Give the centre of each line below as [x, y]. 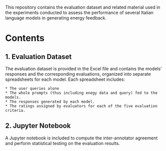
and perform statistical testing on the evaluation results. [62, 143]
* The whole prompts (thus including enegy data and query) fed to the [81, 93]
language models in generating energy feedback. [56, 18]
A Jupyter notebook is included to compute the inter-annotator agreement [81, 138]
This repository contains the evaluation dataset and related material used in [83, 7]
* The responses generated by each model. [50, 102]
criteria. [15, 110]
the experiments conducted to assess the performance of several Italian [79, 13]
